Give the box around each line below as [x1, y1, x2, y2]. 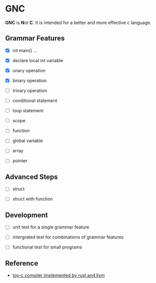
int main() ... [12, 47, 37, 53]
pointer [12, 158, 27, 164]
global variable [12, 138, 43, 144]
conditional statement [12, 98, 57, 104]
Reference [5, 259, 38, 267]
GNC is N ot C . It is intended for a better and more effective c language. [5, 20, 151, 26]
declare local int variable [12, 57, 63, 63]
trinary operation [12, 88, 47, 93]
